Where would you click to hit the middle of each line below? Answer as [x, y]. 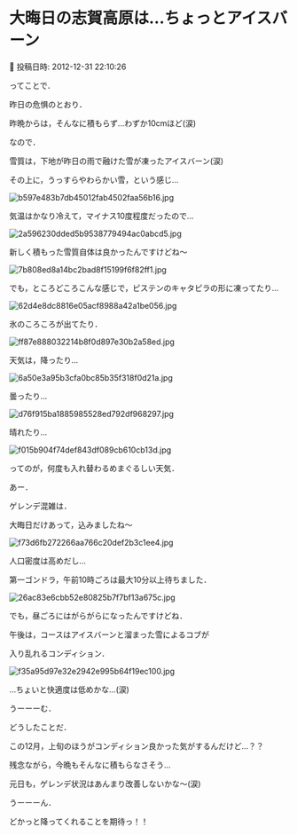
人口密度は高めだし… [48, 561]
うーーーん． [32, 802]
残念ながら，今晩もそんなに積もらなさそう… [90, 765]
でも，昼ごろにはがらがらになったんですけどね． [98, 615]
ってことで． [32, 85]
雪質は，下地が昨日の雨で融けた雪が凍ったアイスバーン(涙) [117, 161]
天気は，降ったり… [44, 359]
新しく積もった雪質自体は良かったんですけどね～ [98, 252]
